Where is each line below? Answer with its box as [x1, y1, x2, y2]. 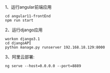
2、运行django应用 [5, 27, 43, 33]
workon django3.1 [5, 36, 40, 41]
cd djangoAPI [5, 41, 31, 46]
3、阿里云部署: [5, 54, 35, 60]
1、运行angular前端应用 [5, 4, 52, 10]
